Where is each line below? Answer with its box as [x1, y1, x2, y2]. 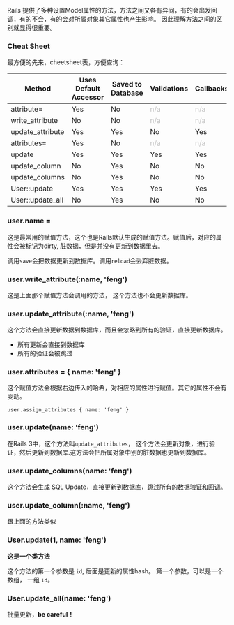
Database [110, 88, 144, 98]
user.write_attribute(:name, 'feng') [7, 274, 127, 284]
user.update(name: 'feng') [7, 422, 99, 432]
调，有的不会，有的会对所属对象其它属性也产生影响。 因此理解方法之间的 [7, 15, 217, 23]
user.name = [7, 216, 51, 226]
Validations [150, 84, 189, 94]
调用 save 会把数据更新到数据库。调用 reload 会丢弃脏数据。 [7, 256, 173, 265]
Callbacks [194, 84, 229, 94]
